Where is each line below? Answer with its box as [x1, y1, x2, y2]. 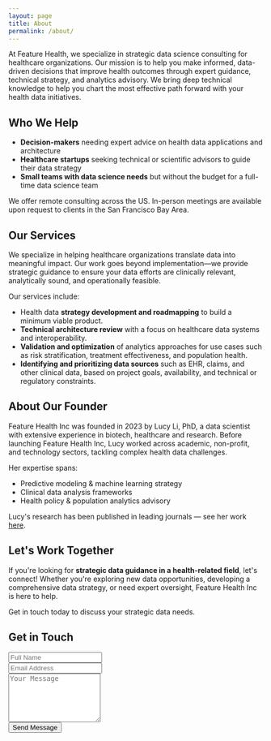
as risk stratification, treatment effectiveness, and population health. [19, 351, 248, 360]
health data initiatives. [8, 93, 82, 102]
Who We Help [8, 115, 79, 130]
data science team [36, 180, 99, 191]
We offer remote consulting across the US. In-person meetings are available [8, 196, 262, 206]
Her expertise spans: [8, 463, 78, 472]
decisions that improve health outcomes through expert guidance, [31, 67, 252, 76]
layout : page [8, 11, 53, 20]
